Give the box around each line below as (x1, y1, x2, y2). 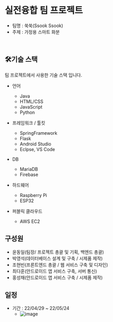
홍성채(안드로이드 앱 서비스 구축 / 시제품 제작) (12, 274, 103, 281)
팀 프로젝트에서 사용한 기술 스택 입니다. (5, 72, 82, 78)
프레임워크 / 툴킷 (12, 119, 45, 126)
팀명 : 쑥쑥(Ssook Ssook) (12, 22, 64, 29)
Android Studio (19, 141, 51, 147)
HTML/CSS (19, 98, 44, 105)
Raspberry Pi (19, 192, 47, 198)
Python (19, 109, 35, 115)
